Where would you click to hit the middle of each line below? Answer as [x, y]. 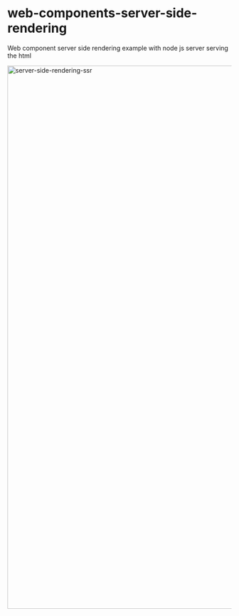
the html [20, 56]
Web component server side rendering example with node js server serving [118, 48]
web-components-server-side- [102, 13]
